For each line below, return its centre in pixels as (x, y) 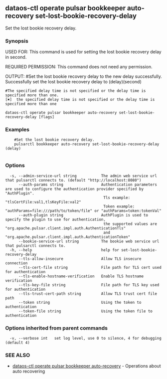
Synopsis (17, 41)
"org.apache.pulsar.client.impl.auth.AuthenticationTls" (66, 228)
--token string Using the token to (80, 302)
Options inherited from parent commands (57, 328)
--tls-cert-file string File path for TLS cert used (90, 267)
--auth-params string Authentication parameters (87, 185)
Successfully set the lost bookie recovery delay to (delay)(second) (74, 82)
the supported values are (130, 224)
